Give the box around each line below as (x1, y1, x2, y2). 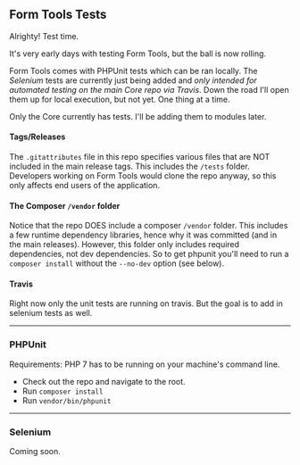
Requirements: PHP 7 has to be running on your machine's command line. (9, 359, 280, 370)
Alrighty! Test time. (9, 30, 79, 41)
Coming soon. (9, 446, 61, 457)
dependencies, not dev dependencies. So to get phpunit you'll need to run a (9, 249, 289, 260)
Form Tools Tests (9, 7, 107, 22)
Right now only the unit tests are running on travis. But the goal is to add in (9, 298, 284, 309)
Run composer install (21, 386, 104, 396)
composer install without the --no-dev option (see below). (9, 258, 225, 269)
